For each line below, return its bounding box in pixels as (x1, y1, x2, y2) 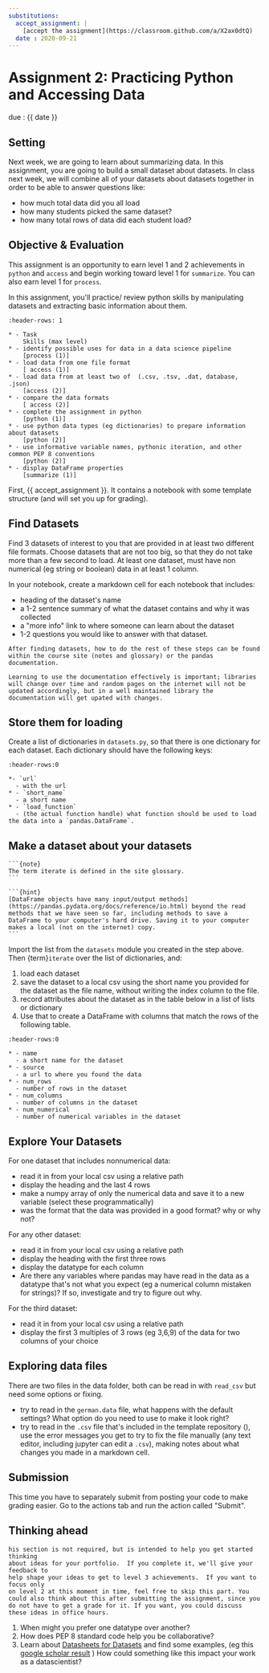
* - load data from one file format (8, 358, 131, 366)
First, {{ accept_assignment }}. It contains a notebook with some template (8, 485, 252, 495)
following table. (19, 1020, 71, 1030)
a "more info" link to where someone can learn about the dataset (19, 620, 234, 630)
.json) (8, 379, 31, 388)
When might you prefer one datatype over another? (19, 1622, 190, 1632)
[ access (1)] (22, 365, 70, 373)
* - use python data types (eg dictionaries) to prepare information (8, 422, 247, 430)
